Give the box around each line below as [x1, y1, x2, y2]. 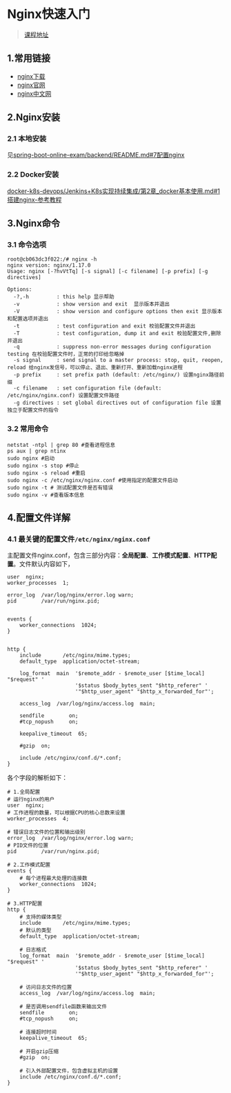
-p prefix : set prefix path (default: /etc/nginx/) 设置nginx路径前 [13, 372, 225, 379]
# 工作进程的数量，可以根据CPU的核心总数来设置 [7, 810, 125, 816]
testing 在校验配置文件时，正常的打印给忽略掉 [7, 351, 125, 358]
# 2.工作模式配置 [7, 861, 50, 869]
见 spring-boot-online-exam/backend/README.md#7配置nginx [7, 151, 185, 159]
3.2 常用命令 [7, 424, 49, 434]
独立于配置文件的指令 [7, 407, 59, 414]
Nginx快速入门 [7, 6, 91, 22]
